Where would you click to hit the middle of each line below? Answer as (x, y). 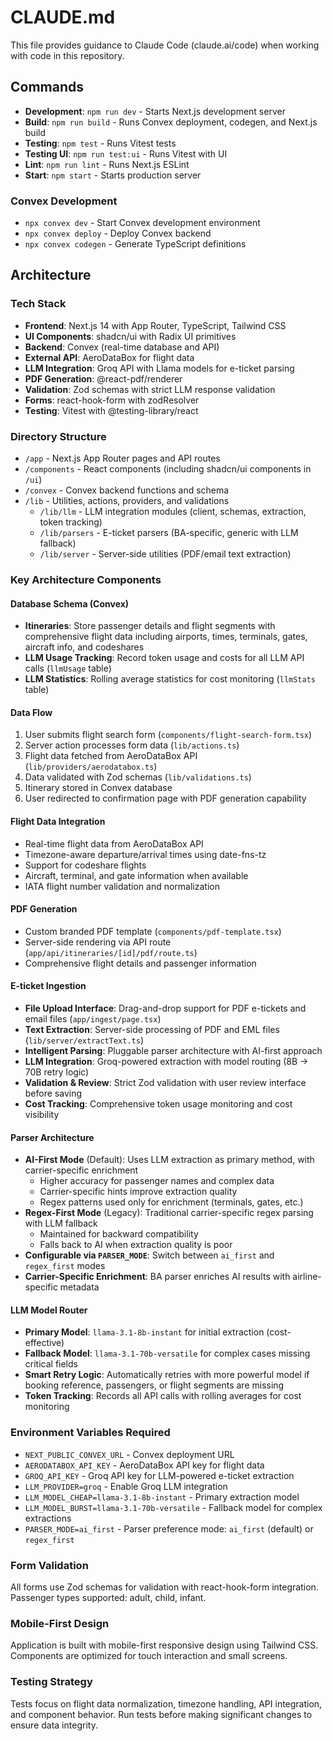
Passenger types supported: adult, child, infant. (108, 1597)
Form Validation (49, 1565)
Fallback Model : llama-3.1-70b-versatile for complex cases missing (167, 1353)
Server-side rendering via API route (98, 942)
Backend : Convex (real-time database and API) (122, 347)
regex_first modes (65, 1266)
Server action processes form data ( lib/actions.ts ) (132, 745)
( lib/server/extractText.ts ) (84, 1040)
